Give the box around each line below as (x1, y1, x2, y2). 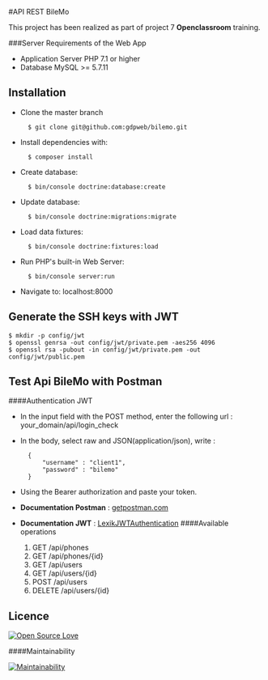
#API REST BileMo (8, 7, 70, 16)
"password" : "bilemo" (41, 465, 119, 474)
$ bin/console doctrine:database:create (28, 182, 166, 191)
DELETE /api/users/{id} (32, 586, 110, 596)
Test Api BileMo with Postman (8, 375, 163, 389)
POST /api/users (32, 577, 87, 587)
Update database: (19, 197, 80, 206)
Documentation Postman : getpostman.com (19, 503, 168, 512)
